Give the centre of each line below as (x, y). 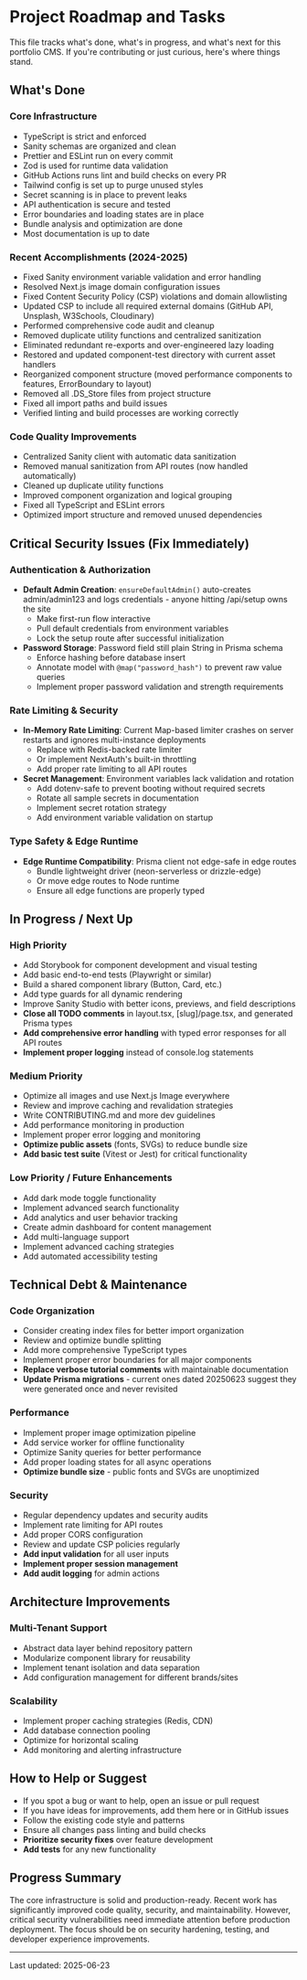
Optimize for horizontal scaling (80, 1740)
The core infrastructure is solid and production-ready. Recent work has (143, 1900)
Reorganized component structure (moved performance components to (157, 374)
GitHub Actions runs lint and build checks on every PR (124, 175)
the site (37, 609)
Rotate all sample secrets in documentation (117, 798)
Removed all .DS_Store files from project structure (117, 393)
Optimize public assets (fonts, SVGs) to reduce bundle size (135, 1144)
